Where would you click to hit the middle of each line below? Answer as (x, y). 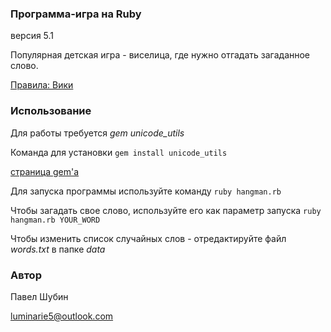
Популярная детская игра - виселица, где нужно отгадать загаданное (160, 55)
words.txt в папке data (58, 249)
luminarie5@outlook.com (62, 316)
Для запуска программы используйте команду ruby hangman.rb (146, 191)
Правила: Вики (42, 85)
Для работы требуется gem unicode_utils (97, 133)
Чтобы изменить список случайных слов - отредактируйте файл (148, 238)
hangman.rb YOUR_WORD (55, 220)
